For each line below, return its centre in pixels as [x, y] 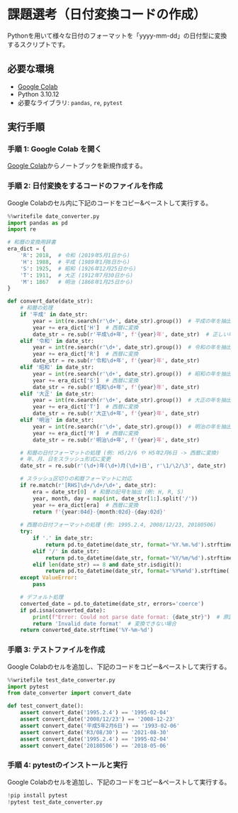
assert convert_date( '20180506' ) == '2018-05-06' [95, 746]
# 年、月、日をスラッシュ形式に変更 [66, 459]
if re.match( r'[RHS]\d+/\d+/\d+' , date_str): [89, 486]
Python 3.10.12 [38, 94]
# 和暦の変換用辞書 [32, 242]
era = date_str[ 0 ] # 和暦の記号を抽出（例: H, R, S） [109, 492]
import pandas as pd [38, 223]
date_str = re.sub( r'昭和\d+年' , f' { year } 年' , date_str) [117, 387]
